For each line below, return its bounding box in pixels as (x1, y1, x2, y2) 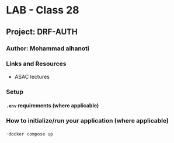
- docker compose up (6, 130, 54, 137)
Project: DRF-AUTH (6, 27, 78, 37)
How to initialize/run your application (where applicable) (6, 117, 169, 125)
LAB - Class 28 (6, 4, 80, 17)
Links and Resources (6, 60, 67, 68)
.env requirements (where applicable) (6, 102, 99, 109)
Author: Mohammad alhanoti (6, 44, 89, 53)
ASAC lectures (14, 73, 50, 80)
